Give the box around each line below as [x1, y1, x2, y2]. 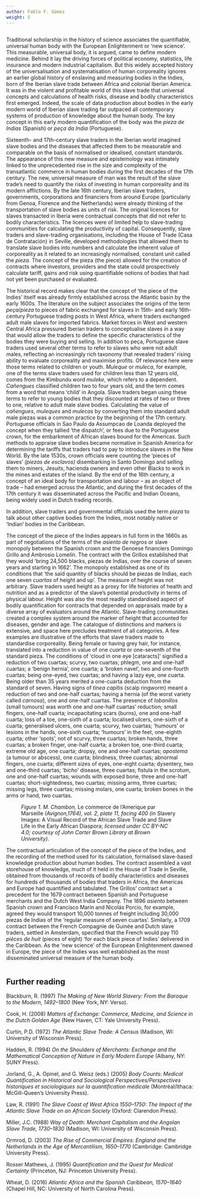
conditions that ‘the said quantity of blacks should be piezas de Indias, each [6, 570, 192, 577]
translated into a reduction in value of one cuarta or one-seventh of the [6, 646, 181, 653]
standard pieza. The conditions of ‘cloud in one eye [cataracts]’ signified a [6, 652, 188, 660]
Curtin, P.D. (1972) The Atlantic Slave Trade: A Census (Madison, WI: [6, 1028, 174, 1035]
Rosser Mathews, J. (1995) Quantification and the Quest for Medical [6, 1161, 173, 1168]
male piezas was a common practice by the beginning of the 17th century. [6, 414, 187, 421]
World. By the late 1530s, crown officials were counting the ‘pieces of [6, 451, 176, 459]
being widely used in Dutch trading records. [6, 496, 113, 503]
